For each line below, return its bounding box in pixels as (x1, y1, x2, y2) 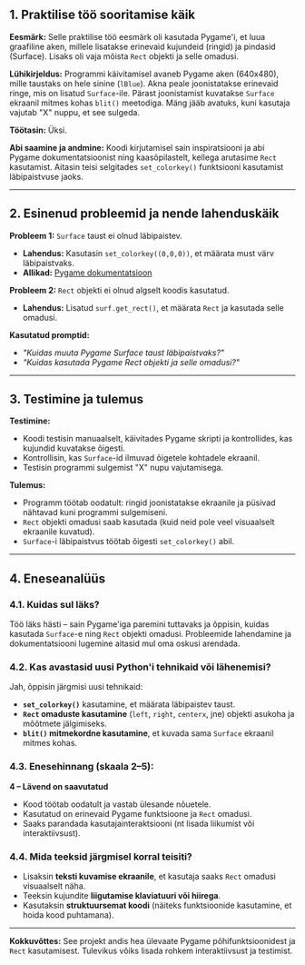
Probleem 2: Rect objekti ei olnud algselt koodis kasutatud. (9, 284, 230, 295)
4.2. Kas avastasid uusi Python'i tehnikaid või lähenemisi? (9, 661, 271, 673)
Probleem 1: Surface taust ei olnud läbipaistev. (9, 230, 183, 241)
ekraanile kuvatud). (22, 526, 95, 537)
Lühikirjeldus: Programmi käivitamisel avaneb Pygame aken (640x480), (9, 68, 280, 79)
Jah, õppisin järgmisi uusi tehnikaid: (9, 681, 143, 692)
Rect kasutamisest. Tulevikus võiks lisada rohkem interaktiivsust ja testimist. (9, 945, 293, 957)
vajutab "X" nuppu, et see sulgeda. (9, 106, 141, 117)
